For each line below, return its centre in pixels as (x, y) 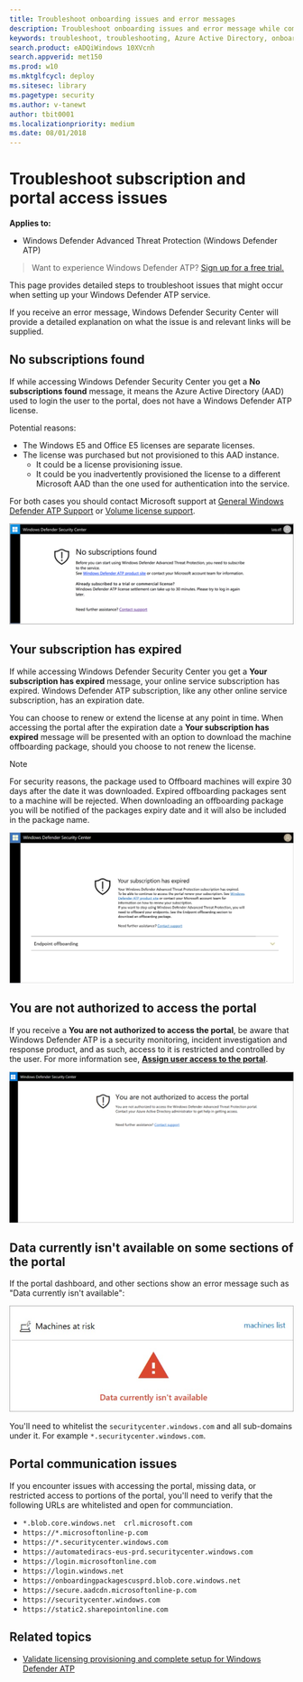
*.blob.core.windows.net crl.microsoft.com (107, 1523)
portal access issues (89, 198)
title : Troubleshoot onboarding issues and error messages (123, 19)
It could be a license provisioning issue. (109, 464)
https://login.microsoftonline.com (89, 1561)
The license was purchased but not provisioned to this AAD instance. (151, 455)
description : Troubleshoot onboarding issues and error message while (145, 28)
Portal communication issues (93, 1464)
